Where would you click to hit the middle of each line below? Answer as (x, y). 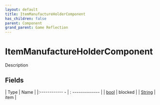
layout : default (21, 9)
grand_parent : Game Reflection (37, 28)
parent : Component (24, 23)
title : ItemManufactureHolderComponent (45, 14)
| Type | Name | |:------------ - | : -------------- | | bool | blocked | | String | (80, 92)
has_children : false (26, 18)
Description (16, 65)
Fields (15, 80)
